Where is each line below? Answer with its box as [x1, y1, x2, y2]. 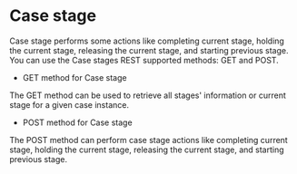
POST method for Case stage [22, 117, 134, 128]
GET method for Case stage [22, 72, 127, 82]
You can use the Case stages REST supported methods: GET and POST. [9, 54, 279, 65]
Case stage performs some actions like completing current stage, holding [9, 35, 284, 46]
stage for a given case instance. [9, 99, 130, 110]
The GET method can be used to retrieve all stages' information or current [9, 90, 286, 101]
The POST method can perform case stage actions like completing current [9, 134, 288, 145]
